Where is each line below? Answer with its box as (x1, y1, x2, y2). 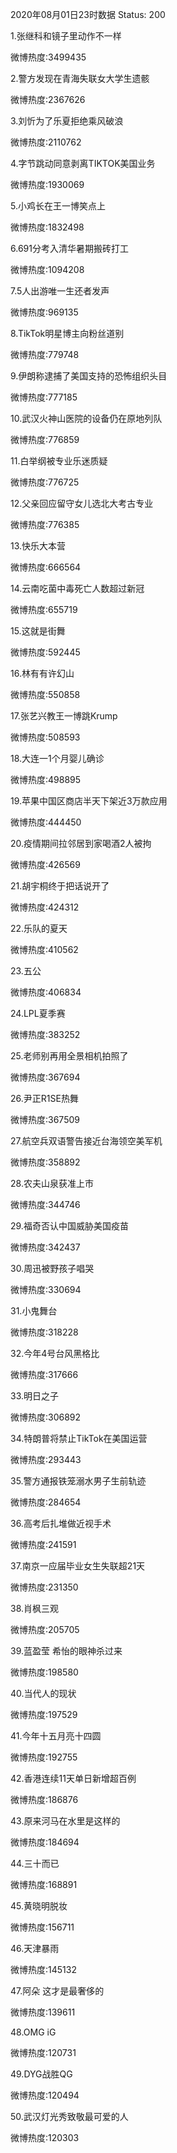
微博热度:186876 (10, 1794, 79, 1805)
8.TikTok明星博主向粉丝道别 (10, 328, 125, 339)
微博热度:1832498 (10, 221, 85, 233)
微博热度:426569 (10, 859, 81, 870)
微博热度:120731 (10, 2047, 77, 2058)
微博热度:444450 (10, 816, 82, 828)
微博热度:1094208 (10, 264, 85, 275)
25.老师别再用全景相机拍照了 (10, 1050, 129, 1062)
